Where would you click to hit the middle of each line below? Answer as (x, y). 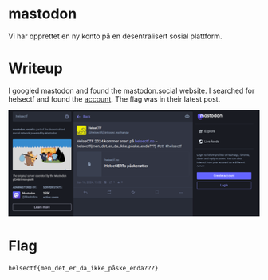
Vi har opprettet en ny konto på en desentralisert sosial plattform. (115, 36)
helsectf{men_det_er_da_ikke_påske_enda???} (83, 268)
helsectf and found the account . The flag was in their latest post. (114, 99)
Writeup (35, 68)
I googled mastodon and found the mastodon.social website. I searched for (132, 90)
